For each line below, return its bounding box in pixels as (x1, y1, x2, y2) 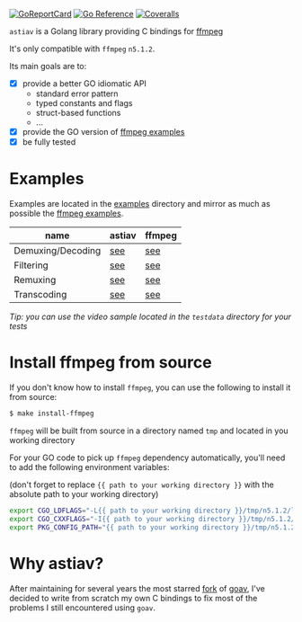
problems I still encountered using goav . (9, 602, 155, 613)
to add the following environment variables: (9, 461, 170, 472)
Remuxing (13, 274, 57, 287)
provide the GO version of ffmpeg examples (22, 127, 185, 138)
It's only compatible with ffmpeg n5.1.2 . (9, 43, 155, 54)
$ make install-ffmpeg (9, 409, 94, 418)
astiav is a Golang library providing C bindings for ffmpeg (9, 26, 224, 36)
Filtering (13, 259, 49, 271)
